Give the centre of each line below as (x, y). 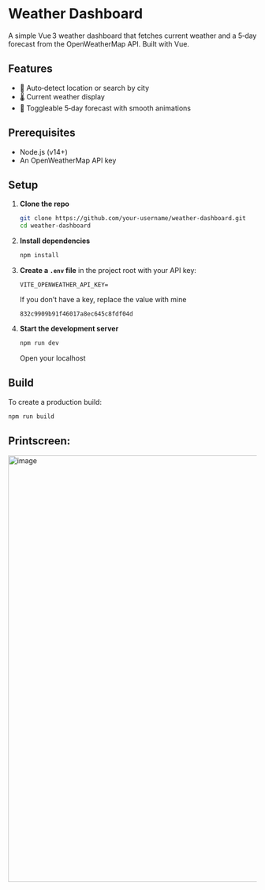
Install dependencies (55, 241)
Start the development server (69, 329)
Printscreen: (39, 441)
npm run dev (39, 343)
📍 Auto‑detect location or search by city (84, 88)
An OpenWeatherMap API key (68, 160)
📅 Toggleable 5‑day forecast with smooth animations (105, 108)
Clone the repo (44, 204)
